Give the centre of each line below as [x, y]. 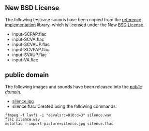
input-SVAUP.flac [29, 55]
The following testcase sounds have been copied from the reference [73, 19]
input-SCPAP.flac [29, 34]
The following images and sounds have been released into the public [74, 87]
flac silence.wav [22, 119]
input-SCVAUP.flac [31, 44]
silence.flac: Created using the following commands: [64, 106]
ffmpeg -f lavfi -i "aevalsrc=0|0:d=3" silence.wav [58, 115]
